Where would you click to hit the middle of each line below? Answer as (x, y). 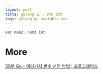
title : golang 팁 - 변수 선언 (34, 14)
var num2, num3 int (25, 33)
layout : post (19, 10)
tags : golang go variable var (37, 19)
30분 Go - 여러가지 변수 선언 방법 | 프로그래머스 (51, 66)
